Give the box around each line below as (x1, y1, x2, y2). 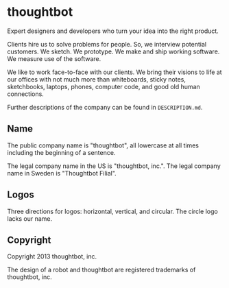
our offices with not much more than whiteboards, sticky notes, (7, 75, 186, 83)
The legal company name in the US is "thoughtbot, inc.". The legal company (7, 162, 221, 170)
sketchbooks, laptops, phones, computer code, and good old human (7, 82, 200, 91)
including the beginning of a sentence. (7, 148, 116, 156)
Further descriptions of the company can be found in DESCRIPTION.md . (7, 103, 203, 111)
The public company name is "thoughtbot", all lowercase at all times (7, 141, 200, 149)
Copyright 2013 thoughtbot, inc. (7, 252, 97, 261)
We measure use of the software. (7, 54, 101, 62)
